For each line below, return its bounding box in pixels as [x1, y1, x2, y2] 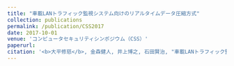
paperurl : [7, 42, 36, 49]
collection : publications [7, 16, 82, 23]
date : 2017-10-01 [7, 29, 58, 36]
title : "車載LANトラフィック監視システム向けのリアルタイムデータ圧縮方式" [7, 10, 200, 17]
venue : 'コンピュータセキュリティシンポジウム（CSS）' [7, 36, 148, 43]
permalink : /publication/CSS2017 [7, 23, 104, 30]
